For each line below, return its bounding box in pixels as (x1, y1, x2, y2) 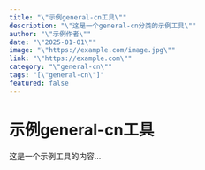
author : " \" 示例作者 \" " (9, 29, 91, 38)
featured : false (9, 79, 69, 88)
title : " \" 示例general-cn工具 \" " (9, 12, 127, 22)
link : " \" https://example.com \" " (9, 54, 133, 63)
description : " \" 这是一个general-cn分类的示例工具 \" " (9, 21, 197, 30)
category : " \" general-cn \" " (9, 63, 113, 72)
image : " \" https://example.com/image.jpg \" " (9, 46, 176, 55)
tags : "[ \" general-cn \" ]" (9, 71, 104, 80)
